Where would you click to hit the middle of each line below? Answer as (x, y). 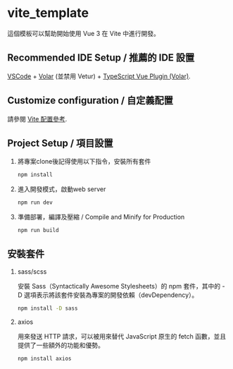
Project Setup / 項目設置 (61, 143)
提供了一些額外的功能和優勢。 (61, 345)
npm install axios (44, 358)
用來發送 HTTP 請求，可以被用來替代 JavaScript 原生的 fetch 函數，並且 (122, 336)
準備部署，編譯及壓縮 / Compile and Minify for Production (101, 217)
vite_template (48, 13)
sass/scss (32, 271)
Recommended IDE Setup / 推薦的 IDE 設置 (101, 58)
